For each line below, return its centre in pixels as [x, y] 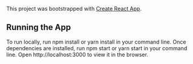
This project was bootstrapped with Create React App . [74, 9]
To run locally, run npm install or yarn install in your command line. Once [96, 42]
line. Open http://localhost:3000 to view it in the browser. [77, 54]
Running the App [39, 27]
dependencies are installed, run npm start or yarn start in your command [97, 48]
